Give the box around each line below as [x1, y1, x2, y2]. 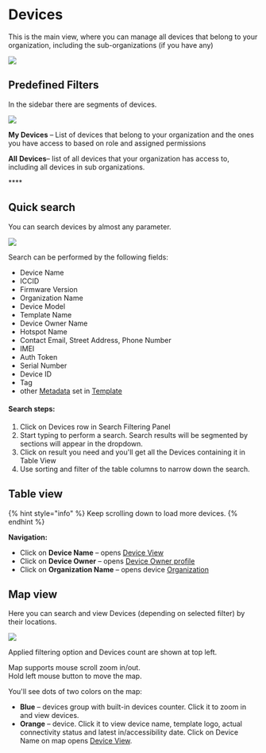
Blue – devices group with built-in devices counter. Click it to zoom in [19, 702, 247, 712]
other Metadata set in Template [19, 386, 123, 396]
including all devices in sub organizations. [8, 162, 145, 172]
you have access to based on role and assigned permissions [8, 138, 206, 148]
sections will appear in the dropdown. [19, 439, 143, 448]
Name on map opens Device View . [19, 736, 133, 746]
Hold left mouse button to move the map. [8, 671, 142, 681]
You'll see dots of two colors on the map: [8, 687, 143, 696]
